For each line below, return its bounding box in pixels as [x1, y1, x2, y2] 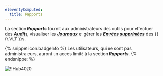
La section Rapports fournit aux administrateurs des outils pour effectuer [5, 25, 153, 31]
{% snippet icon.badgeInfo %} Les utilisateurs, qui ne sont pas [5, 45, 132, 51]
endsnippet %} [5, 56, 35, 62]
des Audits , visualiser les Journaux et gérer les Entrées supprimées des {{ [5, 31, 159, 37]
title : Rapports [9, 12, 43, 17]
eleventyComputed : [5, 7, 43, 12]
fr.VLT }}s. [5, 36, 26, 42]
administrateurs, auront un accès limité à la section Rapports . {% [5, 50, 137, 57]
